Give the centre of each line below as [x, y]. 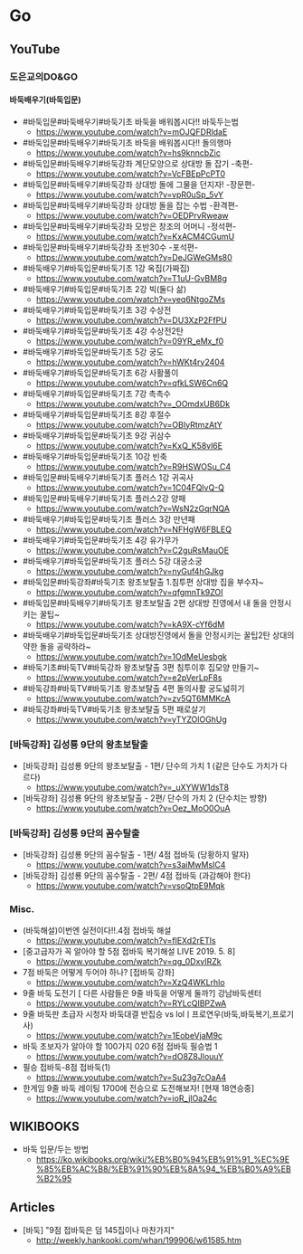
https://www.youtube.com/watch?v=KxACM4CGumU [135, 236]
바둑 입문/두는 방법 [55, 1149]
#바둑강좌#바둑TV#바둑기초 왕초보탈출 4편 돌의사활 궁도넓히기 [133, 688]
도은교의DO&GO [44, 76]
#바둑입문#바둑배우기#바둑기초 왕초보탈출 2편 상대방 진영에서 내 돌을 [145, 603]
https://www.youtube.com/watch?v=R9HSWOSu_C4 [133, 466]
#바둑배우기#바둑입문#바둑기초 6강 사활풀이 [100, 373]
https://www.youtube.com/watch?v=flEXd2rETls [126, 940]
